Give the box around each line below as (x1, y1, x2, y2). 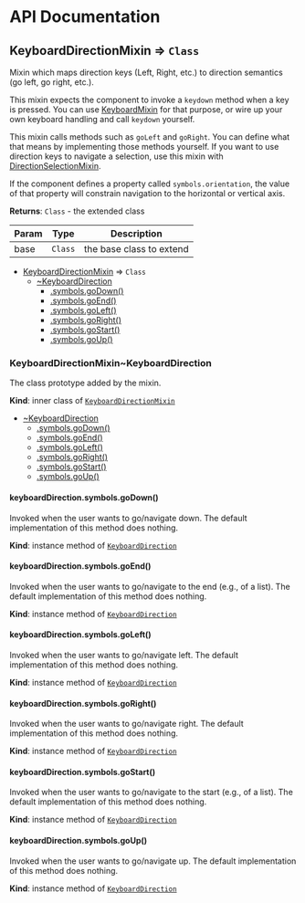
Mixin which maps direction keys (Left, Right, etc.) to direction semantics (9, 67, 283, 78)
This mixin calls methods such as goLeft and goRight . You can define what (9, 131, 290, 142)
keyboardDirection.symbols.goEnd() (9, 561, 152, 572)
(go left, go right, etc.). (9, 77, 94, 88)
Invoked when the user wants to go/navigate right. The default (9, 719, 244, 730)
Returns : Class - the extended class (9, 205, 145, 216)
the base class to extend (83, 243, 189, 255)
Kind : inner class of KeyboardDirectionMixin (9, 395, 175, 406)
